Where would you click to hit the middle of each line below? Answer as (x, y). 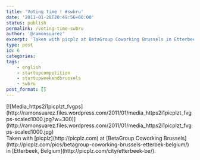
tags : (13, 61)
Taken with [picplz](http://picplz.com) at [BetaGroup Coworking (84, 138)
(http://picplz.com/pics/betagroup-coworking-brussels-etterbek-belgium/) (98, 144)
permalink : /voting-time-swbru (45, 28)
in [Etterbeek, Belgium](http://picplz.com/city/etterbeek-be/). (81, 150)
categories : (21, 56)
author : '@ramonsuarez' (36, 34)
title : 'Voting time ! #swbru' (45, 12)
